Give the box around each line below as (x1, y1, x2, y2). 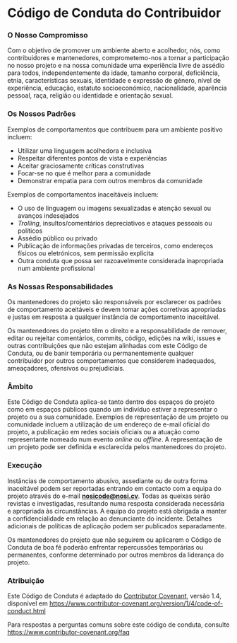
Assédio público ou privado (17, 233, 97, 242)
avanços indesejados (17, 211, 80, 220)
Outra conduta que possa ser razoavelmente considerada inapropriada (17, 256, 224, 265)
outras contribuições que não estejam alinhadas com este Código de (7, 342, 207, 350)
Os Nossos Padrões (7, 109, 76, 119)
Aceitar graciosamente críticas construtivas (17, 161, 145, 170)
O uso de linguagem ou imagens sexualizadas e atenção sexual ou (17, 204, 212, 212)
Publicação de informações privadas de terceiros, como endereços (17, 241, 214, 250)
